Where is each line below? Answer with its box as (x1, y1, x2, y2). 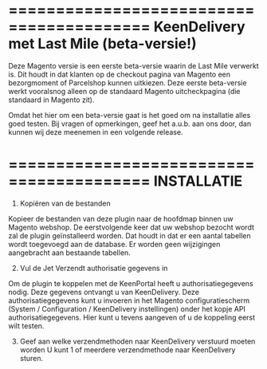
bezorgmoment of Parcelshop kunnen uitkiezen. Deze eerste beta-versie (8, 77, 247, 88)
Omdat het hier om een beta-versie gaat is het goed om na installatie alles (8, 110, 251, 120)
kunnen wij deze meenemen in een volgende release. (8, 127, 183, 136)
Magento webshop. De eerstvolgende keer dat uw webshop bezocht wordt (8, 222, 255, 232)
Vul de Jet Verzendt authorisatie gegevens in (19, 263, 168, 273)
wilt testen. (8, 320, 45, 331)
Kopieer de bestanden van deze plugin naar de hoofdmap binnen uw (8, 214, 234, 223)
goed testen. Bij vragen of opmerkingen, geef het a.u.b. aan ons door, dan (8, 119, 252, 128)
